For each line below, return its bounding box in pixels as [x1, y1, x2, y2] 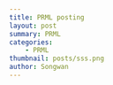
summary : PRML [9, 29, 62, 38]
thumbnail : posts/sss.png [9, 54, 104, 63]
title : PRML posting [9, 12, 86, 22]
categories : [9, 37, 53, 47]
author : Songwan [9, 63, 69, 72]
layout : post [9, 21, 57, 30]
